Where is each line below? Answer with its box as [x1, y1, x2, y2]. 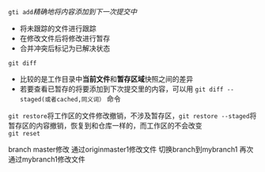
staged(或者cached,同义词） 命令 [19, 94, 121, 103]
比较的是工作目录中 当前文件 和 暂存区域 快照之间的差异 [19, 75, 194, 83]
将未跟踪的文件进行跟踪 [19, 24, 97, 33]
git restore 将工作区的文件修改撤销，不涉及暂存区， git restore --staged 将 [8, 111, 257, 120]
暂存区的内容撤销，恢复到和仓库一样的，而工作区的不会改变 [8, 121, 203, 130]
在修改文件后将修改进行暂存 [19, 34, 111, 43]
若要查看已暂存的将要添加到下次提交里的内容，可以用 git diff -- [19, 84, 235, 94]
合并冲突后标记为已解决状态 [19, 44, 111, 53]
